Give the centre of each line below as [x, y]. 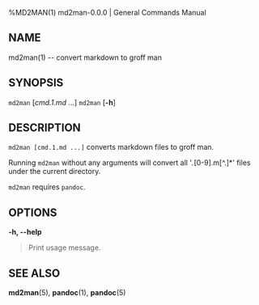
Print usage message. [64, 248]
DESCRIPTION [45, 128]
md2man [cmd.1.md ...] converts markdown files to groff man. [111, 147]
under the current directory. [55, 172]
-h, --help [25, 232]
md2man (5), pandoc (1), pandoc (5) [67, 293]
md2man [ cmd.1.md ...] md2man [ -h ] [62, 102]
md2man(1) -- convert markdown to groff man [85, 57]
